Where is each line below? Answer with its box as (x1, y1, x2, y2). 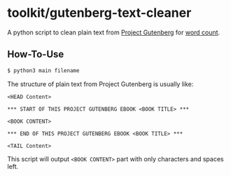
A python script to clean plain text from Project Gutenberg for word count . (7, 28, 220, 36)
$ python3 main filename (7, 67, 80, 74)
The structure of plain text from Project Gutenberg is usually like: (7, 79, 194, 88)
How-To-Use (7, 48, 64, 60)
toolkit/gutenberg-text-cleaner (7, 5, 192, 21)
